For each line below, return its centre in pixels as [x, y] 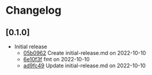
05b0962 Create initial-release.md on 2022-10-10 [84, 53]
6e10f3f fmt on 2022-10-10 [57, 59]
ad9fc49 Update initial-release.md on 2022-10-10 [84, 65]
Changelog [34, 10]
